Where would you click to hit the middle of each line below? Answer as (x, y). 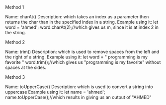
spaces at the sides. (26, 67)
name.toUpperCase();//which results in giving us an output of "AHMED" (78, 97)
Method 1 (15, 7)
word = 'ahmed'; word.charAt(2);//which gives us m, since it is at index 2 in (82, 27)
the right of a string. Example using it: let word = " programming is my (77, 57)
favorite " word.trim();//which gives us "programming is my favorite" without (83, 62)
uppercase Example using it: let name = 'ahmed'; (55, 92)
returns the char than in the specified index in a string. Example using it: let (82, 22)
